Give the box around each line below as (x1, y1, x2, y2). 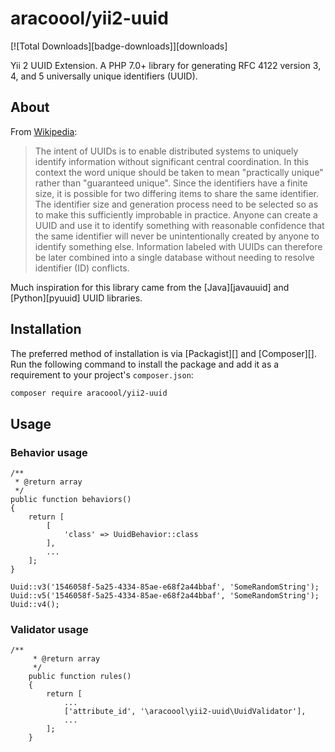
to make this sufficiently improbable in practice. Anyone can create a (34, 208, 318, 221)
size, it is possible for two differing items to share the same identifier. (34, 187, 320, 199)
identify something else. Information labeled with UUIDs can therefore (34, 240, 323, 252)
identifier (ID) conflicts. (34, 262, 130, 274)
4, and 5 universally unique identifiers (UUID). (10, 70, 198, 82)
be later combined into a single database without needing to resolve (34, 251, 315, 263)
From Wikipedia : (10, 125, 78, 137)
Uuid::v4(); (10, 600, 60, 610)
